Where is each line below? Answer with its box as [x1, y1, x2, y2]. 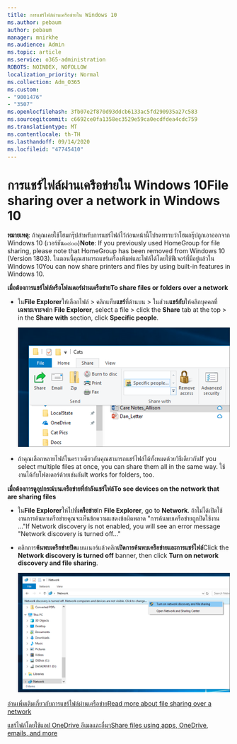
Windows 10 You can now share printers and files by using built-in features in [7, 262, 231, 271]
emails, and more [7, 728, 58, 737]
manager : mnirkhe [7, 34, 59, 41]
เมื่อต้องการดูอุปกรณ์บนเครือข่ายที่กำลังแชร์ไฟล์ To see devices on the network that [7, 484, 219, 493]
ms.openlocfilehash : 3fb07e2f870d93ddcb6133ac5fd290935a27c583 [7, 108, 198, 116]
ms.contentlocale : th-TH [7, 131, 81, 138]
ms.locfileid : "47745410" [7, 146, 83, 153]
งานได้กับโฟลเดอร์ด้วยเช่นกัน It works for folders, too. [17, 470, 154, 479]
